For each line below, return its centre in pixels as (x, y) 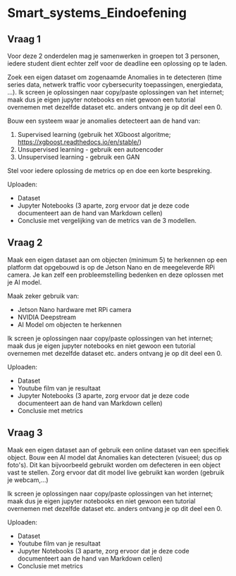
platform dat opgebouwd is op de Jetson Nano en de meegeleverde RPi (111, 267)
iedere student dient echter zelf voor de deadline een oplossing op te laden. (117, 64)
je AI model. (25, 282)
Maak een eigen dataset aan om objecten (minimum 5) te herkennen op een (117, 260)
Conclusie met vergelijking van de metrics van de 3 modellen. (107, 221)
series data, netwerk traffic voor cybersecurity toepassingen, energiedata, (115, 85)
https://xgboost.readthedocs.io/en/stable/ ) (80, 142)
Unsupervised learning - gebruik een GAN (79, 157)
